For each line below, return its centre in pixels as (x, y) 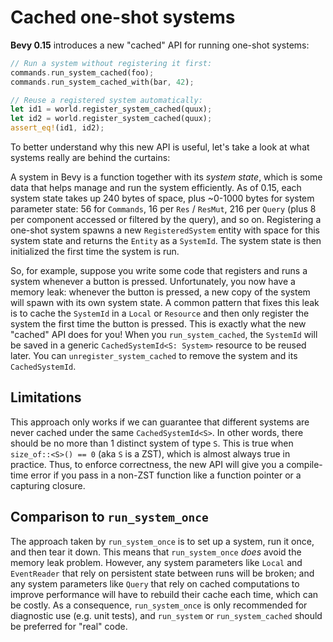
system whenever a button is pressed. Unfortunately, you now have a (153, 282)
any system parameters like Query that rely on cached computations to (155, 583)
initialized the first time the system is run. (95, 252)
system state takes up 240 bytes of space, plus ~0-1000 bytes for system (162, 198)
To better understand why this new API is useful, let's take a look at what (160, 147)
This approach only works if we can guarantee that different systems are (160, 422)
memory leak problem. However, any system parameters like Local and (156, 562)
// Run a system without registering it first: (111, 63)
